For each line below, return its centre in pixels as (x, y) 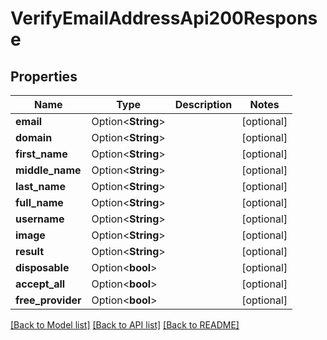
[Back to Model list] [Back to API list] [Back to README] (125, 325)
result (30, 251)
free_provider (48, 300)
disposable (42, 267)
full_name (39, 202)
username (40, 219)
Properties (44, 76)
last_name (40, 186)
